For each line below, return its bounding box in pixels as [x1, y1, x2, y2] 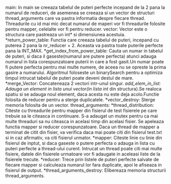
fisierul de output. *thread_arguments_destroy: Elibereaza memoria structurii [5, 167, 166, 173]
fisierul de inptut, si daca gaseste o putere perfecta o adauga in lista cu [5, 140, 155, 146]
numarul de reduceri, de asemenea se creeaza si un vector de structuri [5, 10, 155, 16]
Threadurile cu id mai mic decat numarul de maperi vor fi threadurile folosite [5, 20, 166, 27]
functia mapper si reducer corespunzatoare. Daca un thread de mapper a [5, 124, 160, 130]
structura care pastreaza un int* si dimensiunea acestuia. [5, 32, 126, 37]
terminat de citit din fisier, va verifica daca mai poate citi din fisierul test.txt [5, 129, 162, 135]
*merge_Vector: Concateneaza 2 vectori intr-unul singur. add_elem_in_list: [5, 80, 161, 86]
